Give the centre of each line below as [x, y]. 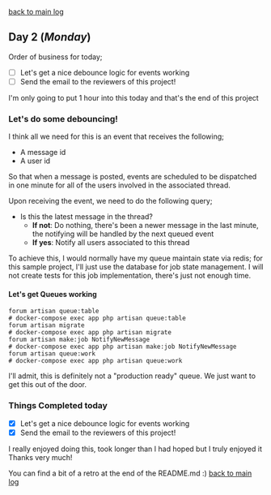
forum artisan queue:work [52, 354]
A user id [35, 161]
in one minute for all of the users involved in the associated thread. [119, 185]
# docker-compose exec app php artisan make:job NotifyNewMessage [123, 347]
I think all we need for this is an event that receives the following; [116, 136]
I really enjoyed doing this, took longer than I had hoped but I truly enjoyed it [135, 449]
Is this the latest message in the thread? [87, 217]
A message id [43, 153]
